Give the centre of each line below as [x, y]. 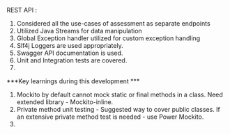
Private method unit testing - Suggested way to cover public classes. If [118, 109]
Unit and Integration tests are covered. [72, 60]
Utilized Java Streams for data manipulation [79, 31]
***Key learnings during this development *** [73, 81]
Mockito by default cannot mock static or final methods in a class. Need [120, 94]
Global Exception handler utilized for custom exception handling [108, 38]
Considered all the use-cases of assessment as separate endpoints [113, 23]
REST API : [22, 10]
